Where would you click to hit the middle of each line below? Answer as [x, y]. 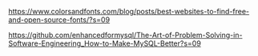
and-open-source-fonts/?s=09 [59, 20]
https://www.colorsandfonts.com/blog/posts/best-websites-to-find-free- [129, 11]
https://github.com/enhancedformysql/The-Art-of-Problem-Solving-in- [125, 35]
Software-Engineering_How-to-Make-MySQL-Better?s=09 [105, 43]
